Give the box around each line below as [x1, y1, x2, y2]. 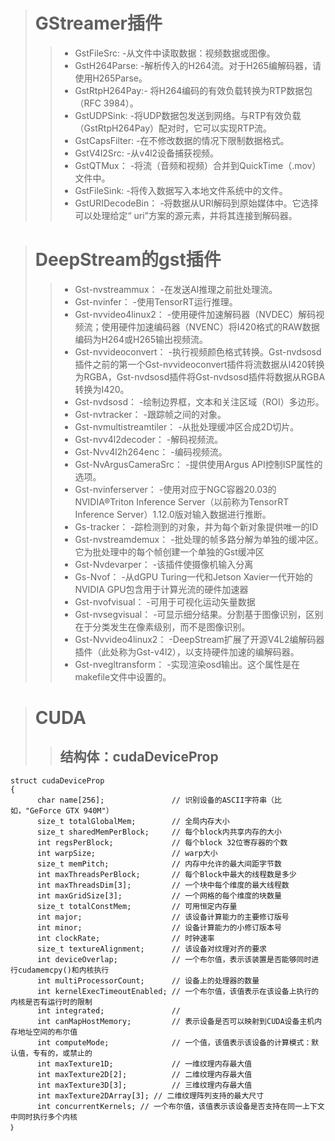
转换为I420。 [74, 383, 130, 395]
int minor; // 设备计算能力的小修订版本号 [36, 922, 282, 933]
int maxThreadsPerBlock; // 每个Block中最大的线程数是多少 [36, 869, 297, 879]
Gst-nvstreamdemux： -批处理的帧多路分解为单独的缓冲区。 [74, 533, 324, 545]
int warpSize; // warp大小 [36, 848, 218, 858]
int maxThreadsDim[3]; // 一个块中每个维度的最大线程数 [36, 880, 290, 890]
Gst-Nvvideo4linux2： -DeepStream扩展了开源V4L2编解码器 [74, 633, 325, 645]
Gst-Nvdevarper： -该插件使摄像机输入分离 [74, 558, 254, 570]
